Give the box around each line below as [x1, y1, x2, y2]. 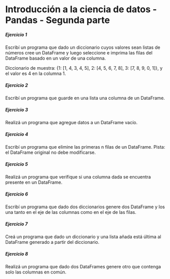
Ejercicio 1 [5, 32, 27, 38]
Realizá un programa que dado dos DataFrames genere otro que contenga [5, 263, 161, 269]
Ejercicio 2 [5, 82, 28, 88]
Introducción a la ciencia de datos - [5, 4, 157, 15]
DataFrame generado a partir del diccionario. [5, 239, 100, 245]
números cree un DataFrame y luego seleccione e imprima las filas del [5, 50, 153, 56]
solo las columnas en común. [5, 269, 67, 275]
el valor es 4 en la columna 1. [5, 70, 66, 77]
